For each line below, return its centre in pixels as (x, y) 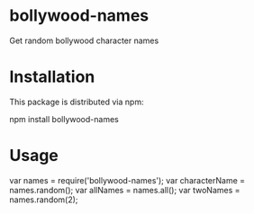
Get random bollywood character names (84, 40)
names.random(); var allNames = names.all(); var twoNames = (125, 190)
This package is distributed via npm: (77, 102)
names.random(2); (44, 200)
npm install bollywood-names (64, 119)
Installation (52, 77)
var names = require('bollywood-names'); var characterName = (127, 180)
